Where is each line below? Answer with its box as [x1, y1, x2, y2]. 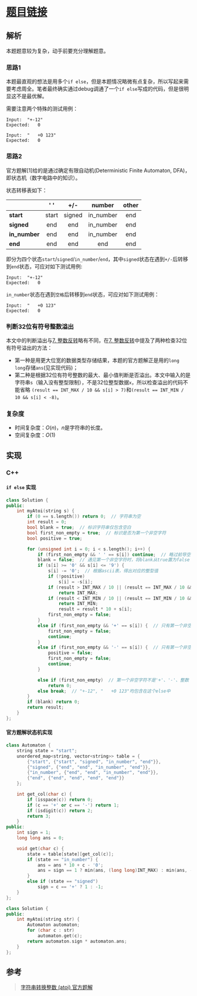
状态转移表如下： [6, 187, 47, 194]
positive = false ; [47, 650, 93, 656]
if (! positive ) [47, 573, 85, 580]
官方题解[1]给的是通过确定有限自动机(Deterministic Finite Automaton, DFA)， [6, 167, 191, 174]
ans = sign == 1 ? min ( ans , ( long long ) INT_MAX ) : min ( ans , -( [37, 868, 195, 874]
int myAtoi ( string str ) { [16, 917, 80, 922]
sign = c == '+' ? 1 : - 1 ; [37, 884, 104, 890]
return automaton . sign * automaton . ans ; [27, 938, 127, 944]
